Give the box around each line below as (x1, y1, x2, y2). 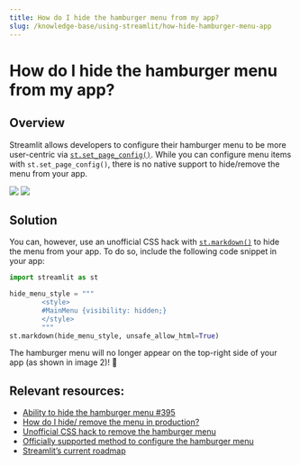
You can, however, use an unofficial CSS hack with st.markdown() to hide (9, 236, 280, 248)
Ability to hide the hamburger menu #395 (22, 407, 176, 418)
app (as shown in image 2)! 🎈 (9, 357, 118, 368)
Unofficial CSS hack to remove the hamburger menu (22, 426, 216, 437)
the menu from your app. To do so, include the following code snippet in (9, 246, 277, 257)
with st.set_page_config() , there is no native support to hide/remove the (9, 159, 280, 169)
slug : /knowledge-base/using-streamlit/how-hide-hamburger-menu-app (9, 22, 272, 31)
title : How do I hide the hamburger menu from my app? (9, 13, 220, 23)
